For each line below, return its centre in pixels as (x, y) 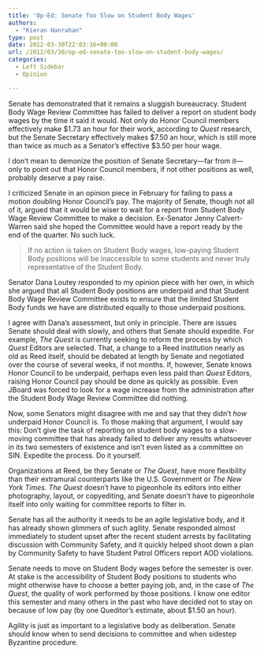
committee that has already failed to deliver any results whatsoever (143, 438)
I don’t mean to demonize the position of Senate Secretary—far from (119, 161)
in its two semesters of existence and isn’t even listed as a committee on (126, 447)
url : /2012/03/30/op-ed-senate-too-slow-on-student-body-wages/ (116, 52)
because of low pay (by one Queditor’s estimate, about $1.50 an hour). (123, 610)
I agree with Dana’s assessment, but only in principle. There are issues (123, 322)
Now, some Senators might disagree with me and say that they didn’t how (128, 413)
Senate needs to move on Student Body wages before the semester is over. (131, 568)
